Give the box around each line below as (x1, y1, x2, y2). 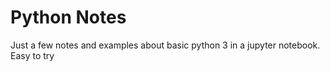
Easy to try (10, 49, 55, 61)
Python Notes (10, 6, 127, 29)
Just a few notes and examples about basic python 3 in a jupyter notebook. (10, 39, 321, 51)
